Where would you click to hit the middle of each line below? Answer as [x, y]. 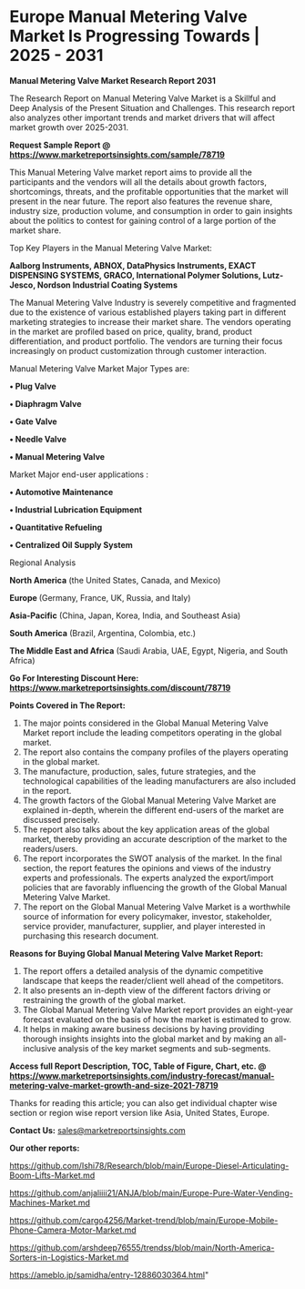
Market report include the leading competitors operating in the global [152, 732]
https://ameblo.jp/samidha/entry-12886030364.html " [109, 1274]
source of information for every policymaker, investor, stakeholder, [147, 916]
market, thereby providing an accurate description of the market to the [155, 838]
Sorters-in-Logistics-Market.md [69, 1257]
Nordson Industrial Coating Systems [107, 285]
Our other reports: [45, 1148]
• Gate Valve [33, 421]
